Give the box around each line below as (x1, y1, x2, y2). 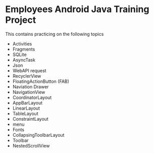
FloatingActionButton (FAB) (12, 78, 70, 84)
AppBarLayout (12, 99, 43, 106)
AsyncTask (12, 57, 35, 63)
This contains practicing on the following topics (5, 31, 104, 37)
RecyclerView (12, 73, 41, 79)
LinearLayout (12, 105, 40, 111)
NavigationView (12, 89, 45, 95)
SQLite (12, 52, 27, 58)
